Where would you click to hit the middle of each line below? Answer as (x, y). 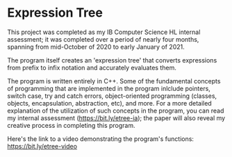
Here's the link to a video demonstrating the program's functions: (101, 139)
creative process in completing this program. (71, 125)
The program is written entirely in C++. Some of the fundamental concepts (114, 81)
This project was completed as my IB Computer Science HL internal (104, 32)
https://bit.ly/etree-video (42, 146)
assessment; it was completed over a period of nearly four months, (103, 39)
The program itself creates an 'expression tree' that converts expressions (112, 60)
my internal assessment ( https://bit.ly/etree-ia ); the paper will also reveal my (116, 118)
